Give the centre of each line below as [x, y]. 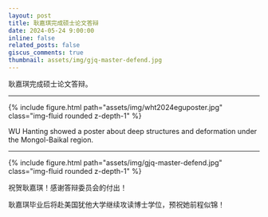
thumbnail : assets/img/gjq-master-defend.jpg [85, 61]
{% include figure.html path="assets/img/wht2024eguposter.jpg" [116, 107]
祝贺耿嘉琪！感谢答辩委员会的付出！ [68, 187]
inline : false [32, 38]
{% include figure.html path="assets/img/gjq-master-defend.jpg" [115, 162]
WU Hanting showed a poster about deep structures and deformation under [133, 131]
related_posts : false [44, 45]
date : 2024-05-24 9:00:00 [51, 30]
